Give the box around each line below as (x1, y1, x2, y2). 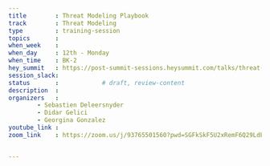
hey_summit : (8, 64, 59, 72)
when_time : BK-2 (8, 57, 78, 65)
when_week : (8, 42, 59, 50)
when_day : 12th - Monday (8, 49, 110, 57)
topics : (8, 34, 59, 43)
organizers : (8, 94, 59, 102)
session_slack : (8, 71, 59, 79)
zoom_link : (8, 131, 59, 139)
